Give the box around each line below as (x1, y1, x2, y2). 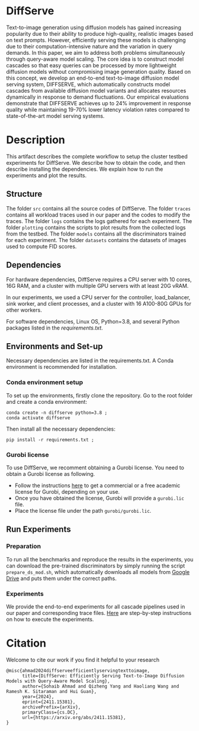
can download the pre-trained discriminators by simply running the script (6, 562, 185, 569)
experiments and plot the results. (6, 171, 87, 179)
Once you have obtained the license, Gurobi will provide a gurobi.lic (14, 494, 184, 501)
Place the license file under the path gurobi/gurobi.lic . (14, 507, 151, 514)
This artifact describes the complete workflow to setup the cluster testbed (6, 153, 188, 160)
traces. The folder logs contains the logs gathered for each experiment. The (6, 217, 192, 224)
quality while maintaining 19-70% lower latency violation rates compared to (6, 106, 190, 113)
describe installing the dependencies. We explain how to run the (6, 165, 163, 172)
